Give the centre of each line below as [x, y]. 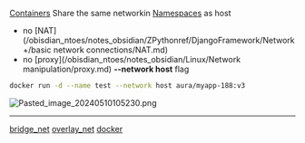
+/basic [37, 50]
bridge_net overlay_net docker [66, 129]
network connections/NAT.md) [111, 50]
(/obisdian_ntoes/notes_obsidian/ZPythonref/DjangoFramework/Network [158, 40]
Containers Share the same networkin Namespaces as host [120, 13]
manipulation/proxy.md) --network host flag [106, 69]
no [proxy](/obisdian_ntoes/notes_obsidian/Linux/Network [132, 59]
